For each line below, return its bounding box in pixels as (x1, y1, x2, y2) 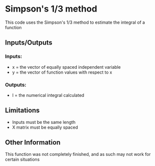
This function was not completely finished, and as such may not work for (5, 151, 151, 157)
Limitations (5, 106, 40, 115)
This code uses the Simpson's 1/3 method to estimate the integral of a (5, 19, 145, 25)
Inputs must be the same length (12, 119, 76, 125)
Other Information (5, 138, 61, 147)
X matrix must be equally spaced (12, 124, 78, 130)
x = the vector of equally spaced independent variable (12, 64, 121, 70)
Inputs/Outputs (5, 39, 52, 47)
